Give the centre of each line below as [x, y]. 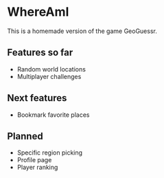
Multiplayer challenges [49, 76]
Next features [37, 98]
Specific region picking [50, 153]
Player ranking [37, 167]
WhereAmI [38, 12]
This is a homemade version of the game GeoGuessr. [82, 31]
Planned [25, 136]
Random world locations [51, 69]
